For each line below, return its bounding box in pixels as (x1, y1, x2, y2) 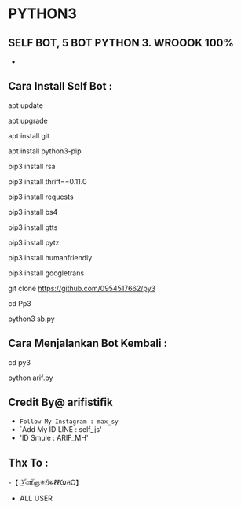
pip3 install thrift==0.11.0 (8, 176, 88, 186)
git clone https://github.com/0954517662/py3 (8, 283, 155, 293)
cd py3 (8, 357, 31, 367)
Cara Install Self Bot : (8, 79, 112, 93)
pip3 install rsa (8, 161, 56, 171)
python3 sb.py (8, 314, 55, 323)
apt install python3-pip (8, 146, 82, 156)
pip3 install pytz (8, 238, 60, 247)
